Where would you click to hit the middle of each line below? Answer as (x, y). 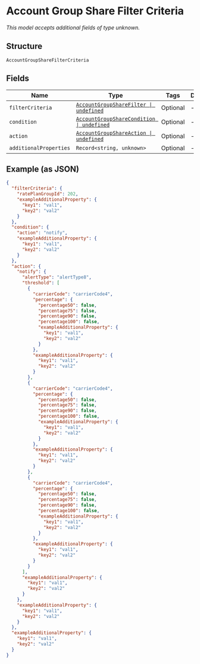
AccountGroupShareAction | (114, 133)
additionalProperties (40, 148)
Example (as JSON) (43, 169)
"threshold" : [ (41, 283)
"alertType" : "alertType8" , (57, 277)
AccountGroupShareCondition (116, 119)
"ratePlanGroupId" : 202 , (48, 194)
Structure (24, 46)
